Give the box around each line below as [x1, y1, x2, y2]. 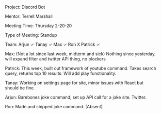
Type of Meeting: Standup [5, 32, 57, 38]
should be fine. [5, 85, 35, 91]
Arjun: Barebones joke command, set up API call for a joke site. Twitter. [5, 94, 147, 100]
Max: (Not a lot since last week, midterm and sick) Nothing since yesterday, [5, 51, 156, 57]
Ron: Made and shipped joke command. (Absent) [5, 104, 103, 109]
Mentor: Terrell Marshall [5, 14, 53, 19]
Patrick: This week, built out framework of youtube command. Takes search [5, 65, 157, 71]
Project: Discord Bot [5, 4, 45, 10]
